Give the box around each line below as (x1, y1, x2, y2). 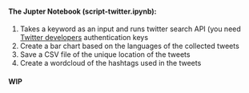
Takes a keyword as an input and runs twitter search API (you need (19, 24, 242, 34)
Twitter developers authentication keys (19, 33, 149, 42)
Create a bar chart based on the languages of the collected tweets (19, 41, 240, 51)
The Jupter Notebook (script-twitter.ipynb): (8, 6, 158, 16)
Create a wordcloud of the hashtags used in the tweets (19, 59, 202, 68)
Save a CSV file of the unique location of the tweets (19, 50, 191, 59)
